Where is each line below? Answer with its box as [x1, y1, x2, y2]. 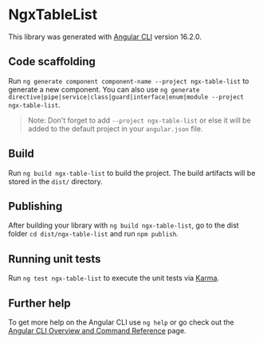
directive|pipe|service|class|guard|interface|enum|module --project [8, 93, 245, 101]
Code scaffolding [8, 55, 96, 68]
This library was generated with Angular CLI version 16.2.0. [8, 32, 202, 41]
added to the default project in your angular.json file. [27, 123, 203, 133]
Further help [8, 296, 72, 310]
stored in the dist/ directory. [8, 177, 104, 186]
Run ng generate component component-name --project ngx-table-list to [8, 76, 249, 85]
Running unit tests [8, 252, 101, 266]
